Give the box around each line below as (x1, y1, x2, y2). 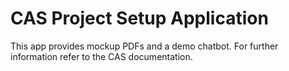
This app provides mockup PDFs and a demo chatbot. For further (10, 40, 279, 52)
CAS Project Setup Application (10, 7, 269, 30)
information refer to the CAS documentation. (10, 50, 193, 62)
